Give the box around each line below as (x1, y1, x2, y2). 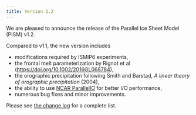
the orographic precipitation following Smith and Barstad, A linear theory (14, 72, 190, 79)
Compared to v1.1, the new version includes (6, 42, 111, 49)
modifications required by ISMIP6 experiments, (14, 53, 129, 60)
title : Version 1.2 (6, 8, 54, 15)
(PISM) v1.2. (6, 30, 35, 38)
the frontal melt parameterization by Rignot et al (14, 60, 130, 67)
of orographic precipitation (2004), (14, 78, 100, 85)
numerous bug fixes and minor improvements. (14, 90, 126, 97)
